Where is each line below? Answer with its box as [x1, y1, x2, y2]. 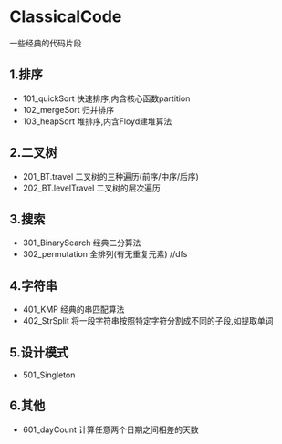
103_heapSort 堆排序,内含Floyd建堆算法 [22, 116, 172, 127]
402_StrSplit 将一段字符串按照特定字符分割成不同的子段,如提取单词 [22, 315, 274, 326]
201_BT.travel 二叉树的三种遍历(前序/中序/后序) [22, 170, 199, 181]
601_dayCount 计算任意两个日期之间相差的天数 [22, 424, 199, 435]
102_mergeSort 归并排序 [22, 104, 115, 115]
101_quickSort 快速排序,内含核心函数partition [22, 93, 191, 104]
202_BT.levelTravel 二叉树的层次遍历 [22, 182, 162, 193]
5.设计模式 [9, 345, 69, 360]
